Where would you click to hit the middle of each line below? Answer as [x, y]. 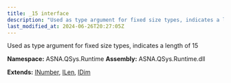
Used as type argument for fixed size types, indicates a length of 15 [103, 46]
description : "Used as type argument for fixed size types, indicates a [113, 20]
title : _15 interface [38, 13]
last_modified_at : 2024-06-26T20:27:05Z [66, 26]
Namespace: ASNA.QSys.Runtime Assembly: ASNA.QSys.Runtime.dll [106, 59]
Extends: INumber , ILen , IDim [49, 72]
